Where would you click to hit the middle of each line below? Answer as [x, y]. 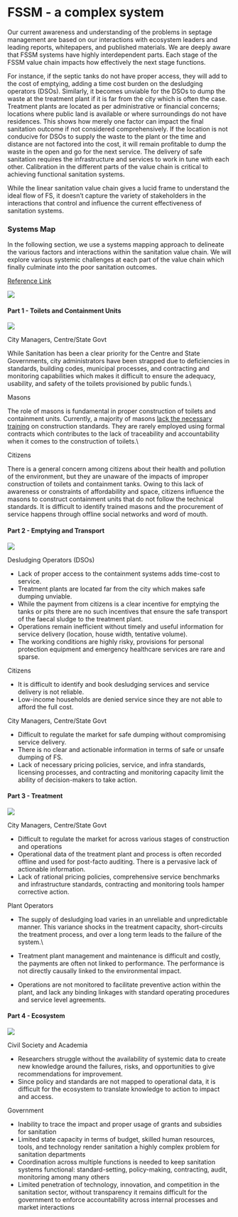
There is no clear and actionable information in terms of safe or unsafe [121, 749]
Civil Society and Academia [48, 1045]
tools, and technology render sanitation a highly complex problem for [119, 1147]
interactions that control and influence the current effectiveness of [105, 203]
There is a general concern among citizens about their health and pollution [117, 469]
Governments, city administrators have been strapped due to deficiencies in [118, 361]
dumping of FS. [40, 757]
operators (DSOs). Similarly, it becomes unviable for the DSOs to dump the [117, 91]
